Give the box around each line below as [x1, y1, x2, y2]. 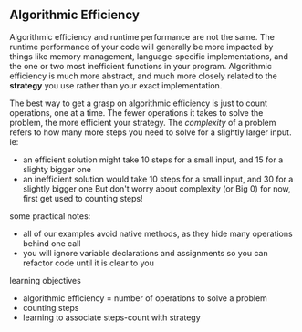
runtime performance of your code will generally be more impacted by [9, 41, 274, 52]
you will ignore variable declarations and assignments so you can [22, 247, 269, 258]
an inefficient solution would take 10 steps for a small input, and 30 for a [22, 173, 294, 184]
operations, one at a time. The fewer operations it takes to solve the [9, 107, 264, 118]
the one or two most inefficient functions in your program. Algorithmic [9, 60, 272, 71]
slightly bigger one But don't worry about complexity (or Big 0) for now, [22, 182, 291, 194]
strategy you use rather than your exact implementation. [9, 79, 223, 90]
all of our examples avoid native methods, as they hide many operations [22, 228, 294, 239]
